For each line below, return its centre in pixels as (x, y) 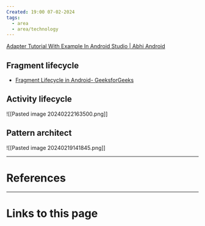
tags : (13, 18)
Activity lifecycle (39, 99)
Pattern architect (39, 133)
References (36, 178)
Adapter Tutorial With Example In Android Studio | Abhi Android (86, 46)
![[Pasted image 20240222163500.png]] (57, 114)
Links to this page (52, 213)
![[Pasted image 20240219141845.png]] (56, 147)
